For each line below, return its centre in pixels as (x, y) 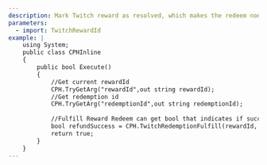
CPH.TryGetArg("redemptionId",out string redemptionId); (147, 104)
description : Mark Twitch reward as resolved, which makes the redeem (128, 15)
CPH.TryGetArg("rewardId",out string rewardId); (133, 89)
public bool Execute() (74, 67)
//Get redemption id (85, 97)
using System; (46, 45)
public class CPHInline (62, 52)
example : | (26, 38)
